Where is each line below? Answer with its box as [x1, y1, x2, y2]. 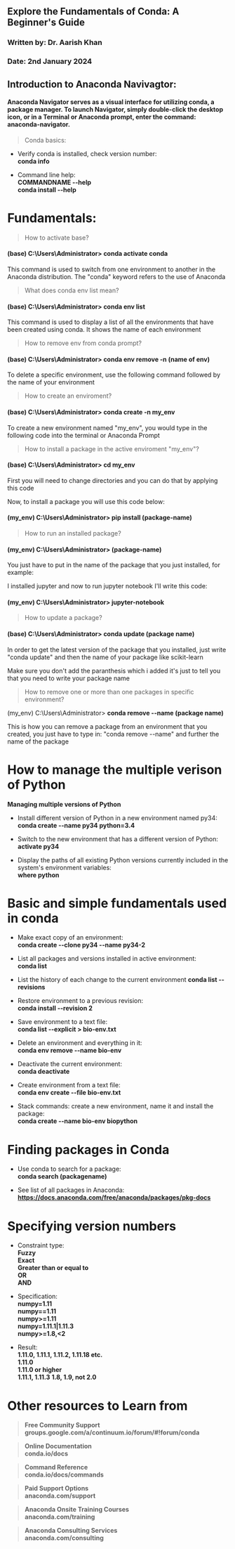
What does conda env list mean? [24, 286, 119, 294]
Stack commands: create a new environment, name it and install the [17, 1102, 214, 1110]
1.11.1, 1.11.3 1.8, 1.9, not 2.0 [17, 1373, 97, 1382]
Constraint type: [17, 1241, 65, 1250]
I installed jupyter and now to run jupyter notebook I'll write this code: [7, 582, 208, 590]
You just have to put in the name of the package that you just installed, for [7, 561, 221, 569]
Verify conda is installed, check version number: [17, 149, 157, 157]
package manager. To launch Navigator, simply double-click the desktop [7, 105, 223, 114]
